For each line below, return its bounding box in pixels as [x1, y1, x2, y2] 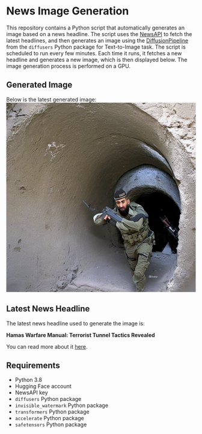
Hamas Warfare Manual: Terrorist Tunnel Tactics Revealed [6, 331, 155, 338]
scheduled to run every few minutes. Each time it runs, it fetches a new [6, 49, 182, 57]
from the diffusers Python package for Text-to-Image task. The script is [6, 43, 186, 50]
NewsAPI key [14, 389, 48, 396]
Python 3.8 [14, 376, 42, 384]
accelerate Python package [14, 415, 84, 422]
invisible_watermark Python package [14, 402, 109, 409]
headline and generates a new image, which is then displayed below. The [6, 56, 188, 63]
